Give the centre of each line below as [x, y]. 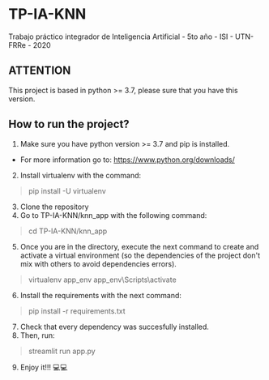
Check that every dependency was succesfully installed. [114, 327]
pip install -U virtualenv [67, 190]
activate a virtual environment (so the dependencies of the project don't [140, 255]
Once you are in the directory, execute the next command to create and [139, 246]
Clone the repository [54, 207]
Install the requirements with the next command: [101, 295]
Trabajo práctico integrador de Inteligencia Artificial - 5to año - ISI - [121, 36]
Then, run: [37, 335]
